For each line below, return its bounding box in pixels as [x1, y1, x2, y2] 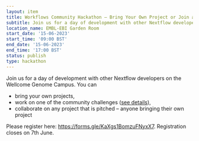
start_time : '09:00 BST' [6, 36, 68, 42]
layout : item [6, 8, 38, 15]
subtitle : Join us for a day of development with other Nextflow [6, 20, 171, 25]
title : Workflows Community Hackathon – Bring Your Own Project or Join [6, 14, 190, 20]
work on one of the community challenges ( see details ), [14, 98, 151, 105]
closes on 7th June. [6, 129, 54, 136]
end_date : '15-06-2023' [6, 42, 65, 48]
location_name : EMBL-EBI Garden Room [6, 25, 99, 31]
